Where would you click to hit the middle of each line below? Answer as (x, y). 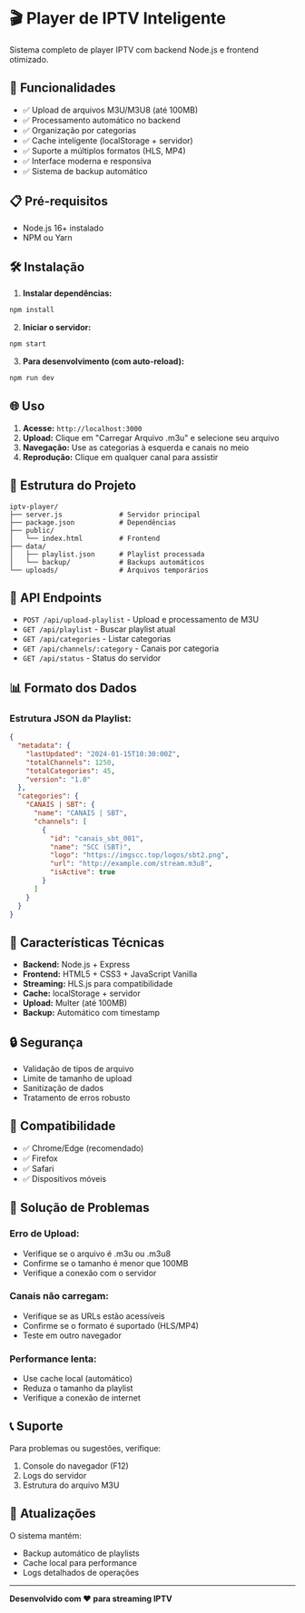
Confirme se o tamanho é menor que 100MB (105, 1263)
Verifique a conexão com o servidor (89, 1273)
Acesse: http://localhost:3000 (82, 428)
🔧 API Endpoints (56, 598)
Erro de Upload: (44, 1234)
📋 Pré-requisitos (59, 202)
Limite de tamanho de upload (77, 1078)
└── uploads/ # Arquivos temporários (109, 570)
